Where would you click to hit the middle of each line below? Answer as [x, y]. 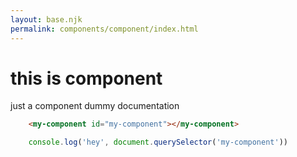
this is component [86, 78]
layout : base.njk [46, 19]
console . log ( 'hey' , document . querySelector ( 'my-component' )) [158, 142]
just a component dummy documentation [95, 106]
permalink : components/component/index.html [104, 29]
